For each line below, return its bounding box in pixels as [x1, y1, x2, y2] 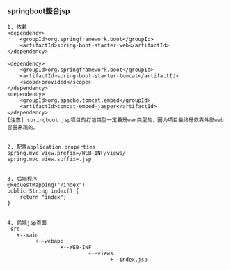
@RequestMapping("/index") [7, 181, 86, 189]
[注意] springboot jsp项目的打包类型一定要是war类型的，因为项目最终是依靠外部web [7, 117, 224, 123]
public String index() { [7, 188, 79, 195]
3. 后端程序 [7, 176, 38, 183]
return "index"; [19, 194, 67, 201]
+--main [16, 232, 39, 239]
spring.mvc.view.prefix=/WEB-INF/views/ [7, 150, 127, 157]
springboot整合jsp [7, 6, 71, 15]
